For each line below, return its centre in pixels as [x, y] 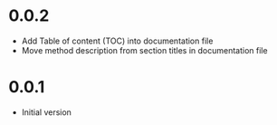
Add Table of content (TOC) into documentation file [117, 41]
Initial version [46, 112]
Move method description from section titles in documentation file [144, 50]
